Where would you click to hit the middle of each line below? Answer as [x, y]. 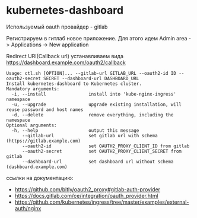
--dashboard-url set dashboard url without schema [98, 162]
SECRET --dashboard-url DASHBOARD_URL [91, 78]
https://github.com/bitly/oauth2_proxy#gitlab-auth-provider [88, 189]
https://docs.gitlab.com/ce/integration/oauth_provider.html [86, 195]
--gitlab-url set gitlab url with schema [90, 135]
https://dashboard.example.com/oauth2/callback [66, 62]
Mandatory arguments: [33, 89]
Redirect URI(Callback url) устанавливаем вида [65, 56]
